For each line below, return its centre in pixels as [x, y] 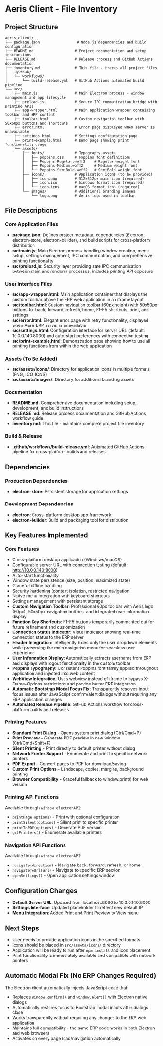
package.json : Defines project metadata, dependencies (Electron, [78, 235]
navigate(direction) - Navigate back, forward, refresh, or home [76, 865]
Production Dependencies [36, 481]
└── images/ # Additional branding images [79, 191]
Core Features [22, 549]
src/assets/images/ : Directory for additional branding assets [73, 379]
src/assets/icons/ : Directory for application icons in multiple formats [81, 369]
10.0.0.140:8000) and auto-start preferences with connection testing [80, 335]
